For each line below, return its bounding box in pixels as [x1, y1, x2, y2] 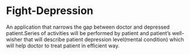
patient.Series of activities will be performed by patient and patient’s [6, 29, 171, 36]
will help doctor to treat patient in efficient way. [6, 42, 120, 49]
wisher [6, 36, 22, 43]
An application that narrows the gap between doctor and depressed [6, 23, 170, 30]
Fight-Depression [6, 4, 94, 18]
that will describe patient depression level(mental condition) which [23, 36, 184, 43]
